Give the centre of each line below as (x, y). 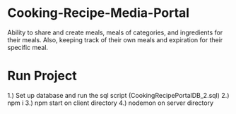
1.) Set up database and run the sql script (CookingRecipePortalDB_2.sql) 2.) (118, 95)
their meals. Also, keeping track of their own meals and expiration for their (115, 39)
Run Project (42, 76)
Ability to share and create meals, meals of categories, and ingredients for (115, 32)
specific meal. (28, 47)
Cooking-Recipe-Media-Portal (98, 13)
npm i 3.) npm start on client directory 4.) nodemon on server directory (111, 103)
